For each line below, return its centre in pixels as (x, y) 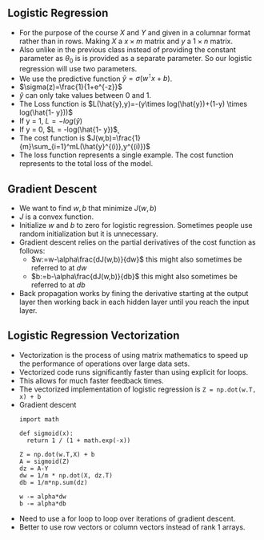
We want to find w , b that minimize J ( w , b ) (88, 209)
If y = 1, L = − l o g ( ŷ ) (51, 121)
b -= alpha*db (42, 503)
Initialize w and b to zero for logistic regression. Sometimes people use (136, 225)
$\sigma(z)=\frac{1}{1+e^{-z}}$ (71, 87)
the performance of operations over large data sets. (104, 363)
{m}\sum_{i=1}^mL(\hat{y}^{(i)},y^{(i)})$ (85, 147)
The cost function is (52, 138)
